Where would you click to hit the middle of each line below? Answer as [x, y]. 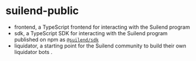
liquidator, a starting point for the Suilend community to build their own [100, 46]
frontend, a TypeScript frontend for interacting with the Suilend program [102, 27]
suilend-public [42, 11]
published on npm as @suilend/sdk [56, 39]
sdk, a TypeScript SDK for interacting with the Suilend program [91, 33]
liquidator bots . [33, 52]
